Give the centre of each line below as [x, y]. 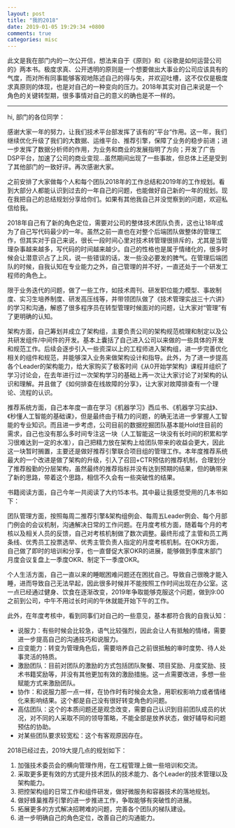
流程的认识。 [38, 393]
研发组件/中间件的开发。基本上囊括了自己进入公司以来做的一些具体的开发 [119, 340]
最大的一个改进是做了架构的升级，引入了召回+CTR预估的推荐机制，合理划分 [116, 460]
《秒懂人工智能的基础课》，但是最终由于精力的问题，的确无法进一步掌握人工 [114, 416]
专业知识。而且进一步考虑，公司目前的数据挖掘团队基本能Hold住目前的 [121, 425]
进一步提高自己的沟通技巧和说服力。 [70, 639]
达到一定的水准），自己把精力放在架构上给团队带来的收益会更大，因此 [125, 442]
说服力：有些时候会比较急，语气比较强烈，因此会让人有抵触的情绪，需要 [121, 631]
